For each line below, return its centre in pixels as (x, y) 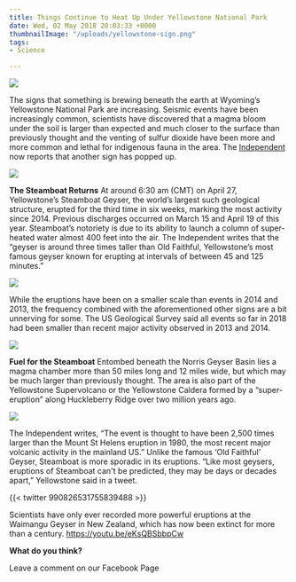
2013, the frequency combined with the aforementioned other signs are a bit (148, 309)
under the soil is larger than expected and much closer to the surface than (144, 129)
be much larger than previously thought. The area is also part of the (132, 381)
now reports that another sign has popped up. (93, 157)
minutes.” (27, 266)
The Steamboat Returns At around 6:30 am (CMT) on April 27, (123, 191)
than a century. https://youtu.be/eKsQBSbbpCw (97, 534)
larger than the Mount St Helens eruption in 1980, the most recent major (140, 443)
